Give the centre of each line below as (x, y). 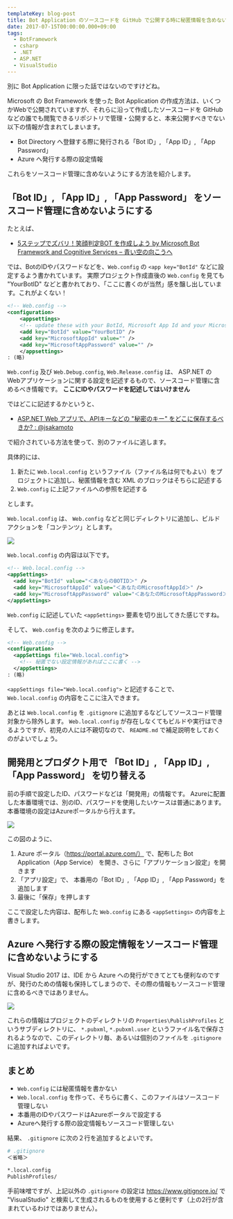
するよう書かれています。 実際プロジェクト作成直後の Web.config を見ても (119, 276)
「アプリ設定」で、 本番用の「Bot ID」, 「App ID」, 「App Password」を (121, 879)
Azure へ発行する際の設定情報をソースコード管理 (113, 944)
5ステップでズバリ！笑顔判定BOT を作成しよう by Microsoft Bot (108, 243)
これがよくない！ (43, 293)
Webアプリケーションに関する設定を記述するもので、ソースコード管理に (111, 381)
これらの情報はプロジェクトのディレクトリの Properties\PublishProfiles (112, 1020)
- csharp (26, 46)
